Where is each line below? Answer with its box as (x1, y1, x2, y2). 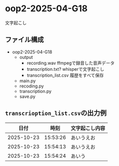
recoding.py (19, 83, 44, 89)
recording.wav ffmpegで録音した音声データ (26, 60, 115, 66)
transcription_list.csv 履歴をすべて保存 (26, 72, 104, 78)
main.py (19, 78, 36, 83)
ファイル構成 (5, 35, 44, 44)
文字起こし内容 (71, 125, 105, 132)
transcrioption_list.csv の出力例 (5, 109, 107, 117)
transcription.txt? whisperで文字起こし (26, 66, 104, 72)
